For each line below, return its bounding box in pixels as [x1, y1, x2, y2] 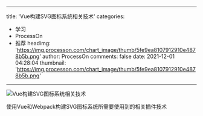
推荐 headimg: [14, 40, 51, 47]
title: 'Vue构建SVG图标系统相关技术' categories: [6, 13, 125, 20]
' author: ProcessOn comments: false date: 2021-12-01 [39, 53, 175, 60]
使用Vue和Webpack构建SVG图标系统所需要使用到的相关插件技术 [6, 103, 167, 110]
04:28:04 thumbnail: [14, 59, 66, 66]
